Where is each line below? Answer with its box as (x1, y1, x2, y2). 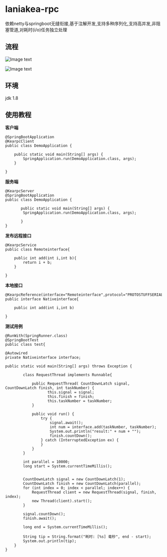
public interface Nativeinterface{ (5, 297, 79, 302)
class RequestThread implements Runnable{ (23, 373, 112, 378)
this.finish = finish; (47, 394, 94, 399)
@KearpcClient (5, 139, 35, 144)
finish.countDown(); (49, 433, 92, 438)
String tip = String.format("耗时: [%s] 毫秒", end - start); (23, 534, 152, 540)
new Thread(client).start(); (31, 498, 92, 504)
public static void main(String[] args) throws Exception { (5, 364, 133, 369)
